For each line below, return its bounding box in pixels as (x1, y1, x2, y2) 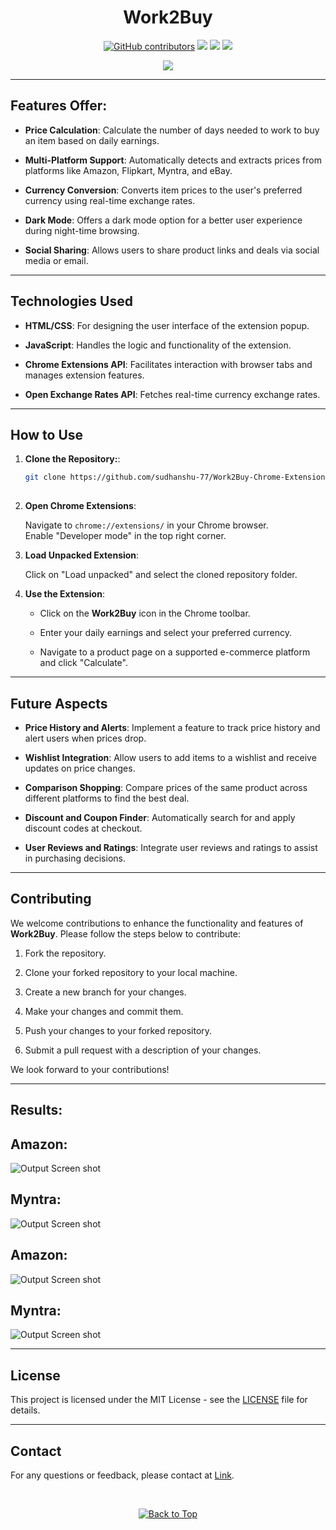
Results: (10, 1102, 63, 1119)
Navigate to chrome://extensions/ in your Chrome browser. (24, 519, 269, 531)
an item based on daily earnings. (24, 134, 160, 146)
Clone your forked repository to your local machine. (24, 966, 238, 978)
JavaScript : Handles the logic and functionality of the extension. (24, 339, 292, 351)
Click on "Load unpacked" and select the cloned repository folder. (24, 569, 298, 581)
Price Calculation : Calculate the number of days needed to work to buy (24, 124, 320, 136)
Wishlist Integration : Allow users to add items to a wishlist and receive (24, 751, 317, 763)
